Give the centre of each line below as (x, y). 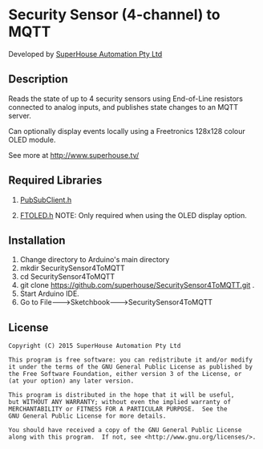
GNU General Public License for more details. (87, 416)
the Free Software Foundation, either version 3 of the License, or (125, 374)
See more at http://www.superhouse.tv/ (74, 155)
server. (20, 115)
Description (38, 79)
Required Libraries (55, 181)
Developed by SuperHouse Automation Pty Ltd (85, 54)
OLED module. (32, 140)
